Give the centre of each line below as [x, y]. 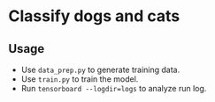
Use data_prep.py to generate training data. [100, 69]
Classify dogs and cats [94, 16]
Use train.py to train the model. [80, 79]
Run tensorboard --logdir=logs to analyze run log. [114, 88]
